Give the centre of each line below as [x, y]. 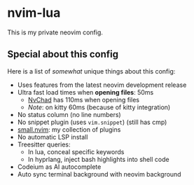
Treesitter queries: [44, 144]
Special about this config [63, 54]
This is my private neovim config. [55, 32]
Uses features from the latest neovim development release [102, 85]
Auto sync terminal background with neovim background [99, 174]
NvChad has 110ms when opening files [84, 100]
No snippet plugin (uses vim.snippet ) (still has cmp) [92, 122]
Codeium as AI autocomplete [59, 167]
